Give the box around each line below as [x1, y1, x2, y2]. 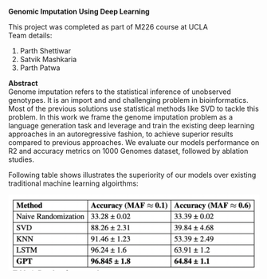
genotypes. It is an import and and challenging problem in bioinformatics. [8, 96, 249, 104]
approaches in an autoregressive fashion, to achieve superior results [8, 129, 234, 139]
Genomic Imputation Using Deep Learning [8, 7, 150, 16]
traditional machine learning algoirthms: [8, 179, 139, 188]
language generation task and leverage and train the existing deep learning [8, 121, 255, 130]
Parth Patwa [19, 63, 61, 73]
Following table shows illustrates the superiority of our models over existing [8, 171, 257, 179]
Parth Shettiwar [19, 46, 72, 55]
